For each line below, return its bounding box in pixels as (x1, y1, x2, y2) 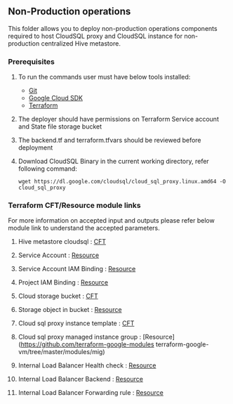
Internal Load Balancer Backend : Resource (18, 375, 143, 384)
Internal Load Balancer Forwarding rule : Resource (18, 389, 164, 397)
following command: (18, 164, 78, 173)
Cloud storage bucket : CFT (18, 292, 99, 301)
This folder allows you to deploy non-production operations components (8, 24, 218, 32)
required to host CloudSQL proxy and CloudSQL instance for (8, 32, 183, 40)
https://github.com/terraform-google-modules (20, 340, 154, 348)
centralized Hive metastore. (41, 39, 121, 48)
